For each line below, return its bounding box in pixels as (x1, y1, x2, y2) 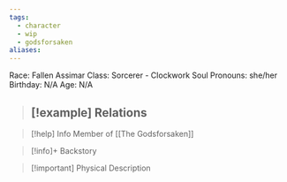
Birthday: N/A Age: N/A (9, 80, 94, 90)
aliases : (9, 46, 42, 55)
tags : (9, 12, 29, 22)
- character (17, 21, 62, 30)
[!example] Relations (30, 105, 147, 120)
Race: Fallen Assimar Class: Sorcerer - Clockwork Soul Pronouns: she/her (9, 70, 278, 80)
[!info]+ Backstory (30, 145, 97, 155)
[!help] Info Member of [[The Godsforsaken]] (30, 128, 194, 139)
